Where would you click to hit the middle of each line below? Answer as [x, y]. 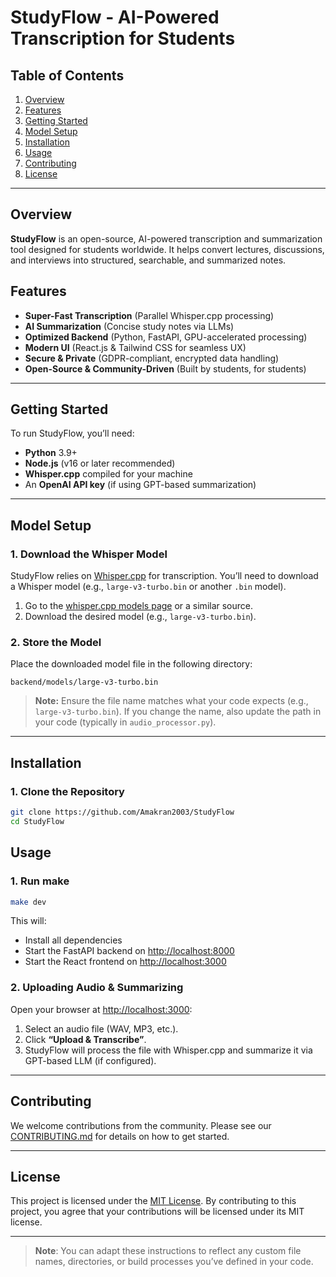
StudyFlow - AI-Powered [115, 17]
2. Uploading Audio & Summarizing [97, 988]
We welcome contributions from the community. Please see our [141, 1125]
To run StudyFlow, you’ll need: [72, 433]
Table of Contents [67, 75]
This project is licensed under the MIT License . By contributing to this [153, 1201]
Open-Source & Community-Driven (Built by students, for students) [165, 368]
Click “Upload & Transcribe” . [85, 1039]
